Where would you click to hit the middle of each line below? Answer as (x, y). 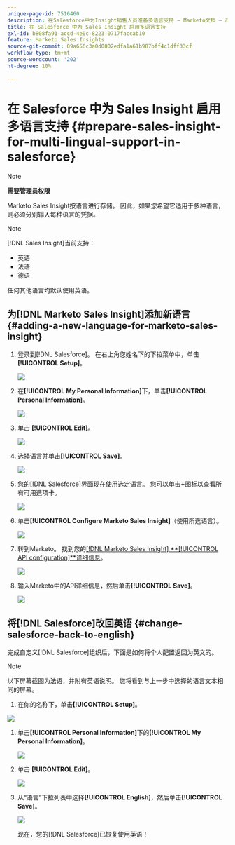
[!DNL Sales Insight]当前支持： (51, 243)
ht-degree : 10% (29, 66)
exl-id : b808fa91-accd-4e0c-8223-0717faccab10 (76, 33)
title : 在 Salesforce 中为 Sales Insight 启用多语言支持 (87, 27)
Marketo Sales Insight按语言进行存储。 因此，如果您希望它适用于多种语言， (116, 205)
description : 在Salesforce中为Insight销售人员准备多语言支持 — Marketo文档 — (115, 20)
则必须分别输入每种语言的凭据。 (53, 214)
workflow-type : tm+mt (39, 53)
